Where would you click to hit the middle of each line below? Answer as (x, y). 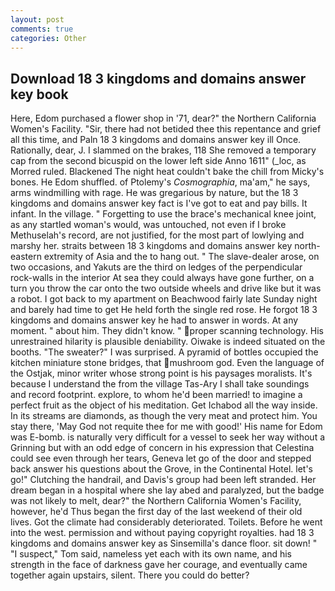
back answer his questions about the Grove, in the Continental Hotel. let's (162, 469)
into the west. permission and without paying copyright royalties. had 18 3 (162, 533)
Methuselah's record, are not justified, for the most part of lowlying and (157, 235)
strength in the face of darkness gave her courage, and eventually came (159, 565)
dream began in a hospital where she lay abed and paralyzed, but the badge (167, 490)
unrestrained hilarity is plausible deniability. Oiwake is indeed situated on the (168, 342)
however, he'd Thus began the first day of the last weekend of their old (156, 512)
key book (39, 94)
